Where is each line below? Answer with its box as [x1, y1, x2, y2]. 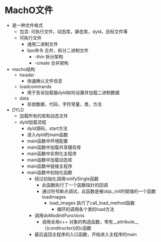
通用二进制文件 [27, 41, 58, 47]
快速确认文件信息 [27, 77, 63, 84]
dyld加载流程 [19, 119, 47, 125]
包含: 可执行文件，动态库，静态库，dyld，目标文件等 [19, 28, 128, 34]
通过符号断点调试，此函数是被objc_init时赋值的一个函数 [42, 188, 156, 194]
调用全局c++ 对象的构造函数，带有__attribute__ [42, 218, 139, 224]
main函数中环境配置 [27, 138, 68, 144]
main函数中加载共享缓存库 [27, 144, 81, 150]
